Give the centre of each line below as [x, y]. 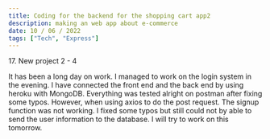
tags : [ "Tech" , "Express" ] [54, 38]
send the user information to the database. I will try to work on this [118, 119]
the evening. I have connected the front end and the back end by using [126, 85]
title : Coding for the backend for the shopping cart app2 [110, 16]
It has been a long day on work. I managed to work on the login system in [130, 76]
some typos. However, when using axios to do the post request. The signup [134, 102]
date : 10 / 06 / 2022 [45, 31]
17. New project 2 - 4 [43, 61]
